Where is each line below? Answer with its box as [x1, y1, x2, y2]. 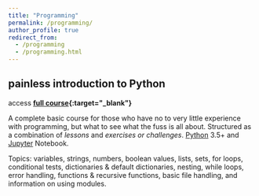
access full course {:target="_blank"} [8, 98, 132, 107]
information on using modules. [8, 179, 107, 188]
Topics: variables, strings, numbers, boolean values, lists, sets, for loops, [8, 153, 243, 163]
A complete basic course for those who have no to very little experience [8, 113, 241, 123]
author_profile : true [8, 26, 79, 34]
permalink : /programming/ [8, 19, 93, 27]
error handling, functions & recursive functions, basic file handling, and [8, 170, 238, 179]
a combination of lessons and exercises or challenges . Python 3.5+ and [8, 130, 239, 139]
